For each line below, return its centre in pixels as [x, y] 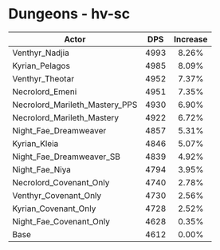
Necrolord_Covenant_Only [61, 182]
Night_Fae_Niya [42, 169]
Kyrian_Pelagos [41, 65]
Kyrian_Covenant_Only [54, 208]
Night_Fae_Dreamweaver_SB [67, 157]
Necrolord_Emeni [45, 91]
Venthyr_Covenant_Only [57, 195]
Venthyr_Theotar [43, 78]
